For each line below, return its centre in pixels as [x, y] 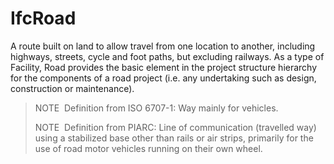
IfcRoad [43, 18]
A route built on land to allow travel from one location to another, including [163, 46]
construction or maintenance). [72, 88]
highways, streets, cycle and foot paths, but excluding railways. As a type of [167, 56]
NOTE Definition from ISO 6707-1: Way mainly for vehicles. [156, 108]
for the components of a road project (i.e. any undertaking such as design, [163, 78]
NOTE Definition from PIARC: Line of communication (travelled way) [175, 127]
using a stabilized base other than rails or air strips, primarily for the [174, 138]
